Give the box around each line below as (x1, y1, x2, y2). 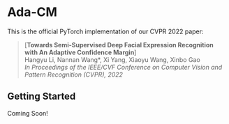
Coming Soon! (7, 109, 49, 117)
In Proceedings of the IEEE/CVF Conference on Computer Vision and (24, 63, 223, 71)
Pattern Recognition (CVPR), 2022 (24, 70, 124, 79)
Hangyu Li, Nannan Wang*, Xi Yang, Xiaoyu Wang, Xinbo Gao (24, 55, 200, 63)
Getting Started (7, 91, 76, 102)
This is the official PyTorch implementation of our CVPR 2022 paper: (7, 27, 204, 36)
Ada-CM (7, 4, 58, 20)
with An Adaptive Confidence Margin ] (24, 48, 137, 56)
